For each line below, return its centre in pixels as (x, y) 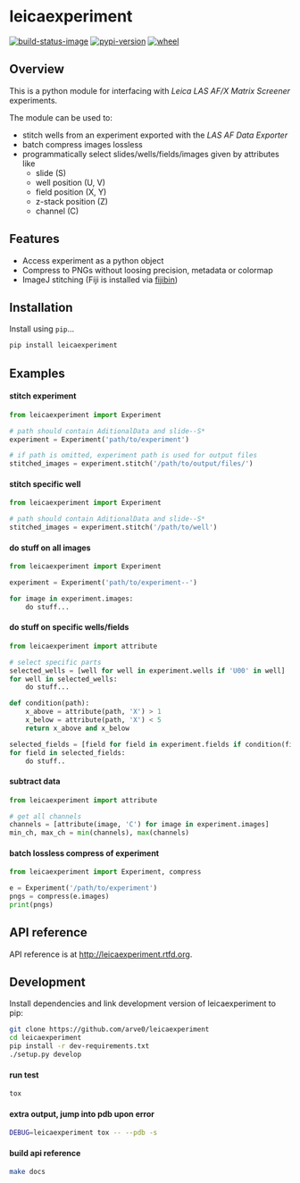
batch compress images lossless (82, 144)
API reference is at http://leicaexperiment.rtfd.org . (101, 954)
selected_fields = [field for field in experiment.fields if (125, 744)
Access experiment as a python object (93, 260)
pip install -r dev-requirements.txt (79, 1046)
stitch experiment (43, 396)
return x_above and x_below (77, 728)
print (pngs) (31, 904)
